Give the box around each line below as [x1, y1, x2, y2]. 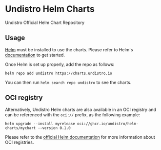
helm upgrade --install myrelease [5, 121, 76, 126]
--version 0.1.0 [38, 126, 71, 130]
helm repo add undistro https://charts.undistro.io [5, 71, 112, 76]
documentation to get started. [5, 52, 65, 58]
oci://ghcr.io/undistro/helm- [77, 121, 139, 126]
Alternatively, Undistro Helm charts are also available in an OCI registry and [5, 107, 156, 112]
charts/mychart [5, 126, 36, 130]
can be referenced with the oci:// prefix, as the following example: [5, 111, 141, 118]
